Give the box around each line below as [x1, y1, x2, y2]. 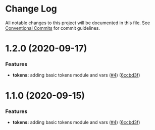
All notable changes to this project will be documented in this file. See [5, 20, 150, 26]
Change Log [5, 3, 57, 15]
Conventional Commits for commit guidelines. [5, 25, 100, 31]
